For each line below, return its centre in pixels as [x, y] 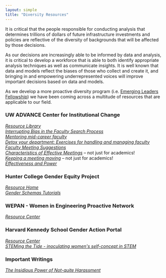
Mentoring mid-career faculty [36, 136]
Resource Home [22, 187]
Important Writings [29, 259]
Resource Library [23, 126]
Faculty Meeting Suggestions [36, 147]
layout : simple [21, 10]
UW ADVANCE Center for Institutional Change [63, 115]
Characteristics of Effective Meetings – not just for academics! [70, 153]
